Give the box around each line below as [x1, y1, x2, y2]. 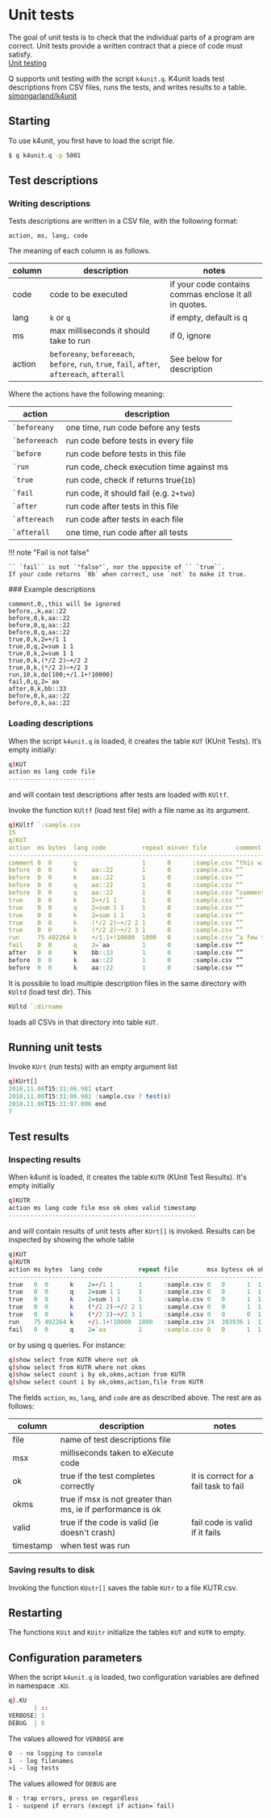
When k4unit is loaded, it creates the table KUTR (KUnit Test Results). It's [8, 1172, 248, 1182]
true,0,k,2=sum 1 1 [8, 650, 74, 658]
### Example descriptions [8, 584, 96, 594]
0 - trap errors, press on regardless [8, 1795, 139, 1803]
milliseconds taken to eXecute [60, 1447, 174, 1459]
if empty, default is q [169, 312, 248, 324]
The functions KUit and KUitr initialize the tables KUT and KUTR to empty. [8, 1627, 246, 1637]
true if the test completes [60, 1471, 156, 1482]
